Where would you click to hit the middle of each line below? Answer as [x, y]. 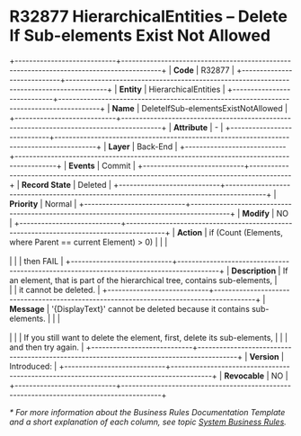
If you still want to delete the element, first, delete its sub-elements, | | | [156, 337]
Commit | [119, 165]
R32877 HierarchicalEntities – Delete [148, 17]
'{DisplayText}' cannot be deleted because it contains [150, 308]
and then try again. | [47, 347]
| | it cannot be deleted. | [55, 289]
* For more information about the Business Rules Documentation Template [147, 412]
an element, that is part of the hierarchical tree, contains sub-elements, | [143, 280]
